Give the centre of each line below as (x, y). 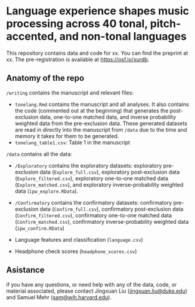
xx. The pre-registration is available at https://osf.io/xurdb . (78, 59)
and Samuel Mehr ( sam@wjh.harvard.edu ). (59, 297)
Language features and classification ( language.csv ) (79, 239)
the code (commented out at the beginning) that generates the (92, 110)
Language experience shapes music (98, 11)
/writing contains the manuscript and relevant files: (70, 92)
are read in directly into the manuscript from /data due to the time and (101, 129)
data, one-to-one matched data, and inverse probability (108, 117)
